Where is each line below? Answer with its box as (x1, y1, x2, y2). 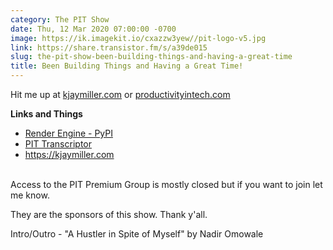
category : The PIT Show (10, 14, 110, 25)
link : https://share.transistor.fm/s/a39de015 (10, 42, 208, 53)
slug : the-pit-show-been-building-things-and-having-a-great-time (10, 52, 293, 62)
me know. (10, 189, 50, 201)
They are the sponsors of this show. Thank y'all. (10, 209, 208, 220)
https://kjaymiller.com (24, 149, 115, 160)
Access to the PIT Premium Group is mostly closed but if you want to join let (10, 179, 323, 190)
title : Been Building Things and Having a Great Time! (10, 61, 244, 71)
